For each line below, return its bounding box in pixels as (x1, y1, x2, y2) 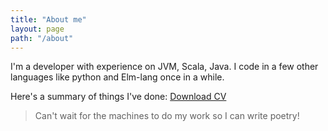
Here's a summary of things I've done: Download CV (10, 91, 227, 103)
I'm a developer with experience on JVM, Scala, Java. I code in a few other (10, 61, 319, 73)
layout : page (10, 24, 65, 34)
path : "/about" (10, 33, 74, 43)
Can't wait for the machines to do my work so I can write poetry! (34, 110, 300, 122)
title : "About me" (10, 14, 87, 25)
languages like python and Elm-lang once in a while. (10, 71, 225, 83)
